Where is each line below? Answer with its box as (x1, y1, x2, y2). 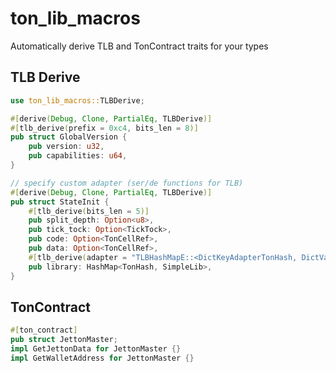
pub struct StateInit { (10, 197, 110, 207)
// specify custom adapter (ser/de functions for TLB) (10, 178, 244, 188)
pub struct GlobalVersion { (10, 132, 128, 142)
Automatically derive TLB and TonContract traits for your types (10, 40, 269, 52)
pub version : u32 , (28, 142, 105, 152)
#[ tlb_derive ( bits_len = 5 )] (28, 206, 150, 216)
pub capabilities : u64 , (28, 151, 128, 161)
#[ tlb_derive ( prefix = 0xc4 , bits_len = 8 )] (10, 123, 199, 133)
